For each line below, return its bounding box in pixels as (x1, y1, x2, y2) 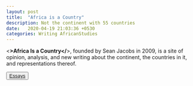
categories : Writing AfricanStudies (6, 31, 98, 37)
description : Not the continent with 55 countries (6, 20, 135, 26)
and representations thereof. (6, 60, 77, 67)
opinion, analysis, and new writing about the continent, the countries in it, (6, 54, 188, 61)
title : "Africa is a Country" (6, 14, 85, 20)
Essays (9, 73, 26, 79)
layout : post (6, 8, 39, 15)
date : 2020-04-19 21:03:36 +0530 (6, 25, 95, 32)
